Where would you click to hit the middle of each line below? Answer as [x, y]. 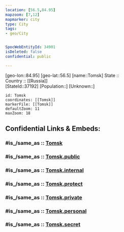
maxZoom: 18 [18, 113]
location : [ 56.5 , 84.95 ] [30, 10]
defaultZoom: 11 [22, 109]
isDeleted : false [24, 52]
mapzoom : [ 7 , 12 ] [22, 15]
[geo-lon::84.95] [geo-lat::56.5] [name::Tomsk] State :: [62, 75]
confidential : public [28, 56]
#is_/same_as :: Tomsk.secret [43, 224]
